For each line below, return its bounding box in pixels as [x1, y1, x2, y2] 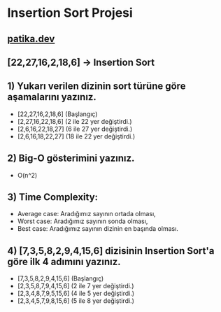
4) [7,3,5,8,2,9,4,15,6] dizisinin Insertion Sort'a [7, 245, 215, 257]
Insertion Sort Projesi [7, 5, 133, 21]
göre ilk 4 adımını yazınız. [7, 255, 121, 267]
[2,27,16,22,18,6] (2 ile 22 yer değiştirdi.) [17, 117, 132, 125]
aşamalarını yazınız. [7, 91, 97, 103]
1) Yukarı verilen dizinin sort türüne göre [7, 80, 186, 92]
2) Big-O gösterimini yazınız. [7, 153, 135, 164]
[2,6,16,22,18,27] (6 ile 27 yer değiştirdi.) [17, 125, 133, 133]
